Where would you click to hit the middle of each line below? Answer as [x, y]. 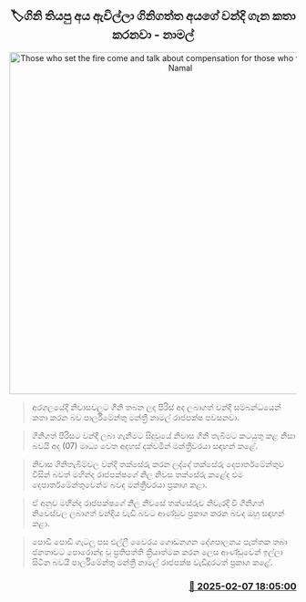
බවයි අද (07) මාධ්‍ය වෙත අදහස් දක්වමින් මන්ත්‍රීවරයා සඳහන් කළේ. [145, 445]
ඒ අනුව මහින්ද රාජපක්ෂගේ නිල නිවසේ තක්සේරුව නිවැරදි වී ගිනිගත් [148, 503]
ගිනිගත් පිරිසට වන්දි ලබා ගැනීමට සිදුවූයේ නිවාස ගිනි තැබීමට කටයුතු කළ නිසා [163, 435]
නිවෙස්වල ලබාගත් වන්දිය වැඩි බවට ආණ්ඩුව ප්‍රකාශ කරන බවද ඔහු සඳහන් [158, 513]
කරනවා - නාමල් [153, 35]
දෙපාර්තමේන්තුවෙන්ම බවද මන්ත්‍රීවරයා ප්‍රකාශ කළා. [119, 484]
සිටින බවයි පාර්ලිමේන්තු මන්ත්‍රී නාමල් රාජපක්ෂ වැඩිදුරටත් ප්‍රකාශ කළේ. [152, 562]
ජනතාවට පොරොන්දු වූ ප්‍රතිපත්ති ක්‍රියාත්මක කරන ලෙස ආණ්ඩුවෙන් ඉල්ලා [158, 552]
